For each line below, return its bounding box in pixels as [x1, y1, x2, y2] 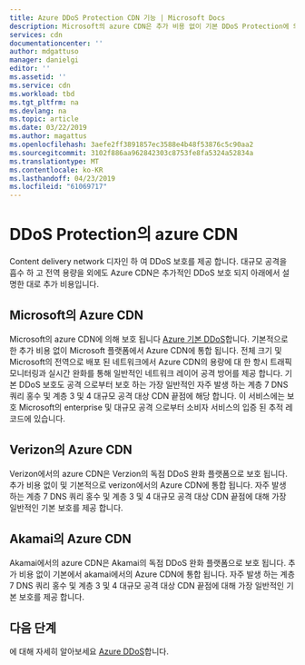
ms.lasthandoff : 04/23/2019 [9, 174, 116, 183]
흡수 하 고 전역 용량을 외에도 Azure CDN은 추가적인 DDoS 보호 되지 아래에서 [9, 267, 280, 278]
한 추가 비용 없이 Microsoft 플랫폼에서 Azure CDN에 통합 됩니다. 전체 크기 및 [9, 344, 282, 355]
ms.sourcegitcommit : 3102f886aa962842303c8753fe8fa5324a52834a [9, 148, 254, 157]
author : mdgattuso [9, 47, 79, 56]
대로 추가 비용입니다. [25, 279, 100, 290]
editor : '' [9, 65, 51, 74]
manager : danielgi [9, 55, 79, 65]
